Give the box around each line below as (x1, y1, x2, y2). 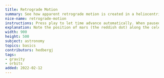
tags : (5, 52, 16, 57)
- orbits (5, 61, 23, 66)
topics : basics (5, 43, 36, 48)
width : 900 (5, 30, 27, 34)
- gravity (5, 57, 25, 62)
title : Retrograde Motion (5, 7, 58, 12)
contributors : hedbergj (5, 47, 54, 52)
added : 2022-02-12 (5, 66, 42, 71)
